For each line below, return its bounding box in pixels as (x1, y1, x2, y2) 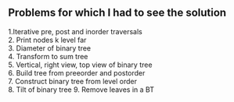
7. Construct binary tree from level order (8, 76, 137, 86)
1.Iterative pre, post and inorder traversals (8, 26, 142, 36)
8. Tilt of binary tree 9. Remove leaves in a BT (8, 85, 155, 94)
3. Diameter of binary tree (8, 43, 92, 53)
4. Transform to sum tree (8, 51, 88, 61)
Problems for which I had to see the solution (8, 6, 227, 19)
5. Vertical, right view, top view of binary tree (8, 60, 153, 69)
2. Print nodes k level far (8, 35, 87, 44)
